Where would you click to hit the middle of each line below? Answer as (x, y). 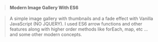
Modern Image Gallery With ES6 (44, 7)
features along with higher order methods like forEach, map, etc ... (78, 29)
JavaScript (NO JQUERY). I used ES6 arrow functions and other (76, 24)
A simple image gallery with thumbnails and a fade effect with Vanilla (81, 18)
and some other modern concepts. (46, 34)
